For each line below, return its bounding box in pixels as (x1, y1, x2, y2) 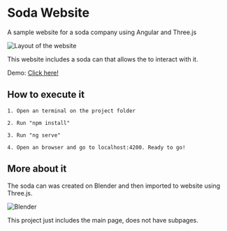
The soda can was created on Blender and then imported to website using (7, 181, 221, 190)
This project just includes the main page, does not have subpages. (7, 216, 199, 224)
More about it (7, 163, 67, 175)
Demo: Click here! (7, 68, 59, 77)
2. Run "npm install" (7, 119, 71, 126)
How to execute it (7, 89, 85, 100)
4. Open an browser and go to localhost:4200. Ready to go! (7, 144, 186, 151)
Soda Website (7, 5, 89, 21)
